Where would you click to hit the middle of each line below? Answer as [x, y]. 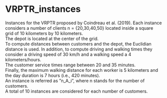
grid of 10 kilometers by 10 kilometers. [44, 33]
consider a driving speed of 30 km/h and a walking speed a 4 [68, 54]
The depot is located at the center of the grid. [52, 39]
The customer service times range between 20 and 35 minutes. [71, 65]
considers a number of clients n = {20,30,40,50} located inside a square [79, 28]
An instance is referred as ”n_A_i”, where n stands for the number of [75, 81]
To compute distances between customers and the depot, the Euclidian [79, 44]
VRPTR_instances [43, 9]
